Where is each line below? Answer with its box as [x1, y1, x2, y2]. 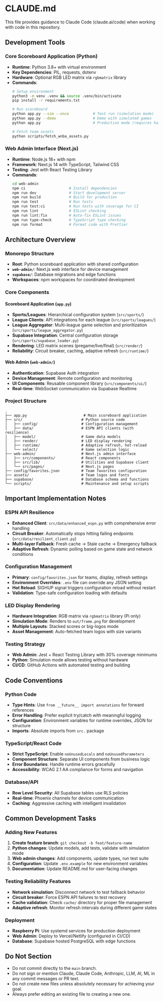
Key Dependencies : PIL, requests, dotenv [12, 69, 96, 75]
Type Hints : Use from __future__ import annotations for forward [12, 702, 145, 708]
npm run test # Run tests [12, 199, 93, 205]
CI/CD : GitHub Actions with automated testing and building [12, 662, 130, 668]
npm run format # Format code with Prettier [12, 222, 128, 227]
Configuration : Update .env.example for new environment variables [12, 861, 148, 867]
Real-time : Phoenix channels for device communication [12, 795, 124, 801]
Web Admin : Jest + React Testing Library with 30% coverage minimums [12, 652, 157, 658]
